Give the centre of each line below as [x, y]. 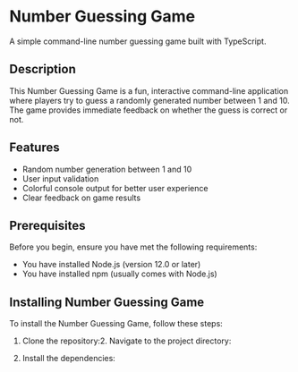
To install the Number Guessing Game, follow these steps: [116, 324]
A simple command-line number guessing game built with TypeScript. [138, 41]
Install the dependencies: [69, 359]
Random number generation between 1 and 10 [107, 169]
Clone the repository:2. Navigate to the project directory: [127, 341]
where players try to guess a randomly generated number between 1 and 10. [150, 100]
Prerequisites [47, 225]
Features [34, 148]
